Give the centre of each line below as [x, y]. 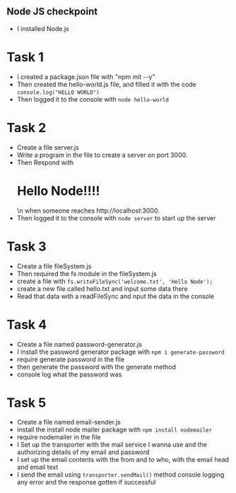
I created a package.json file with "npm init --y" [86, 76]
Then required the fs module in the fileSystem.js [87, 273]
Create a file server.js [48, 147]
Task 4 [27, 325]
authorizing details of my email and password [83, 452]
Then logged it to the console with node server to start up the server [116, 218]
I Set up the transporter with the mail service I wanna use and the [112, 445]
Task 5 [26, 403]
